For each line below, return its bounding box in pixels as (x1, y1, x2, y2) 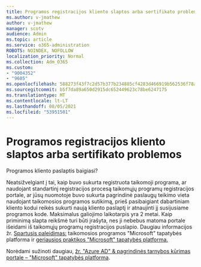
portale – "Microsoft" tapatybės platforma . (6, 254, 111, 261)
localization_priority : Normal (6, 53, 84, 59)
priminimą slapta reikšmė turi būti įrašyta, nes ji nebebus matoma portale (6, 217, 185, 224)
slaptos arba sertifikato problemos (6, 147, 182, 161)
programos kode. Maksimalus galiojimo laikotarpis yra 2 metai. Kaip (6, 211, 172, 218)
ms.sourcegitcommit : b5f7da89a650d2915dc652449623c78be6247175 (6, 87, 167, 93)
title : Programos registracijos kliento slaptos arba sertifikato (6, 8, 175, 15)
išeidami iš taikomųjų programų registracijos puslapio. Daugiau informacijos (6, 223, 193, 230)
